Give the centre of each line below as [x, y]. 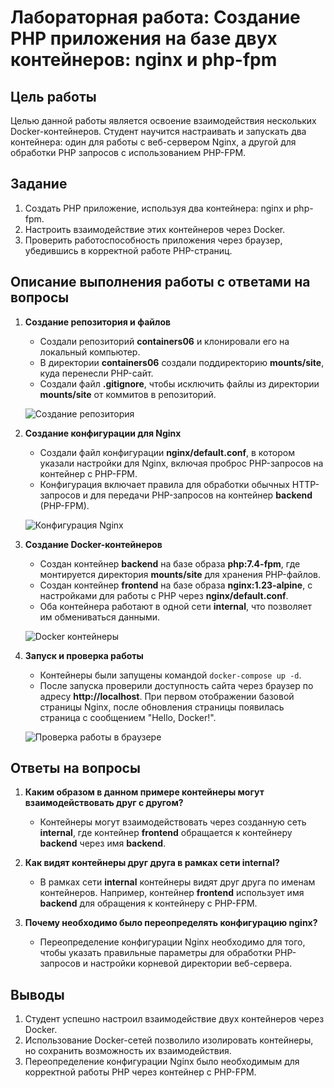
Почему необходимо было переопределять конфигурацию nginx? [171, 923]
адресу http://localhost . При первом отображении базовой [167, 696]
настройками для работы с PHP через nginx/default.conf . [164, 595]
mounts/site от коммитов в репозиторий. [128, 394]
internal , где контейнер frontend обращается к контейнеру [166, 833]
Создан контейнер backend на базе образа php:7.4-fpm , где [170, 563]
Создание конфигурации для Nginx [103, 433]
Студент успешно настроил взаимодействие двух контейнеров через [174, 1019]
